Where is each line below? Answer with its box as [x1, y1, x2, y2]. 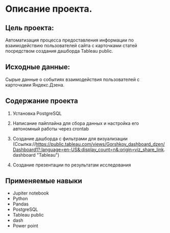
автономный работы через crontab [12, 125, 89, 132]
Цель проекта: [5, 24, 55, 32]
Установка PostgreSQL [12, 110, 62, 116]
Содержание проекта [5, 97, 78, 105]
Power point [12, 223, 38, 229]
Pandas [12, 201, 29, 207]
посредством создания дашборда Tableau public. [5, 48, 113, 54]
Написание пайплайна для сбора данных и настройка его [12, 120, 139, 126]
